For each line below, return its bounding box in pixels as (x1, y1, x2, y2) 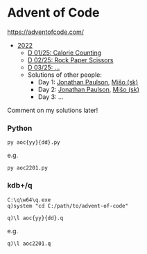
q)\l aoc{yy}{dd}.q (7, 215, 64, 221)
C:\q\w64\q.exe (7, 196, 51, 203)
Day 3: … (37, 92, 64, 101)
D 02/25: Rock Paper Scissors (27, 55, 114, 64)
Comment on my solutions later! (7, 106, 98, 114)
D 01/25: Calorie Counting (27, 48, 102, 57)
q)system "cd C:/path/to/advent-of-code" (7, 202, 129, 209)
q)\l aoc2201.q (7, 240, 51, 247)
